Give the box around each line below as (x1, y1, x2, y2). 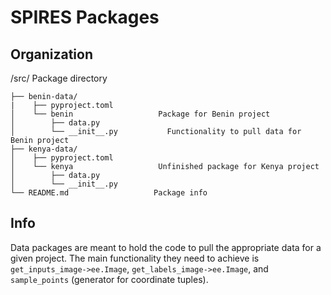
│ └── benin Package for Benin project (10, 109, 271, 119)
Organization (10, 46, 93, 63)
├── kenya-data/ (10, 144, 78, 154)
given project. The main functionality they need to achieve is (10, 252, 260, 264)
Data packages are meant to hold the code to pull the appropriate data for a (10, 241, 322, 253)
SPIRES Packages (10, 6, 160, 29)
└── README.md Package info (10, 188, 208, 198)
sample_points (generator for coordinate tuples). (10, 273, 209, 285)
